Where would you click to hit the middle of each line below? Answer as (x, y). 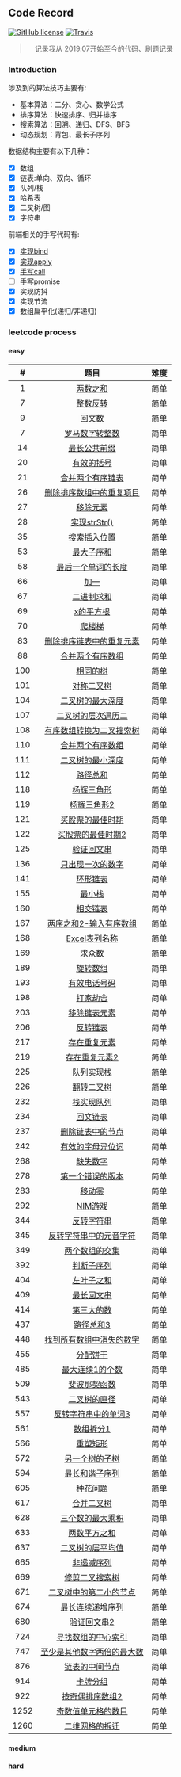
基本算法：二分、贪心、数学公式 (72, 105)
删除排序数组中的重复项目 (92, 493)
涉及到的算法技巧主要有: (47, 88)
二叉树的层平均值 (92, 1548)
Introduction (32, 69)
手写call (32, 271)
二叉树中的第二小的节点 (92, 1592)
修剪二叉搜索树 (92, 1578)
